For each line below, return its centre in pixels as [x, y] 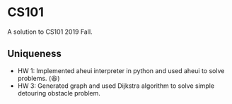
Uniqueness [35, 54]
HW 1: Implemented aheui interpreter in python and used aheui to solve [121, 70]
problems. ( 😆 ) [39, 78]
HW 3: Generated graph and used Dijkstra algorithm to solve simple [116, 86]
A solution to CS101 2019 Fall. [50, 32]
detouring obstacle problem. [59, 93]
